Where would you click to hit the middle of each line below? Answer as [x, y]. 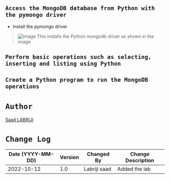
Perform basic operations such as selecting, [78, 57]
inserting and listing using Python [63, 64]
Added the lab [134, 169]
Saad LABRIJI [19, 120]
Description [140, 161]
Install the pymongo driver [40, 26]
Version [70, 157]
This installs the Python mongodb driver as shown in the [96, 36]
